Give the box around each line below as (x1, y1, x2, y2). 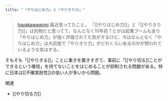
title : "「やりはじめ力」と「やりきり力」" (5, 7, 85, 12)
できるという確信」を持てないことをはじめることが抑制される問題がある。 (5, 63, 158, 69)
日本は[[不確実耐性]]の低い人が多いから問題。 (9, 69, 104, 75)
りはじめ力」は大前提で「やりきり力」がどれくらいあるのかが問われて (17, 40, 162, 46)
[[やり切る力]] (12, 91, 41, 97)
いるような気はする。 (17, 46, 61, 52)
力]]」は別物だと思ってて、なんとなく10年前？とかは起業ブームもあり (17, 28, 160, 34)
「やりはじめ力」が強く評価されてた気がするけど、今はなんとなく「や (17, 34, 162, 40)
